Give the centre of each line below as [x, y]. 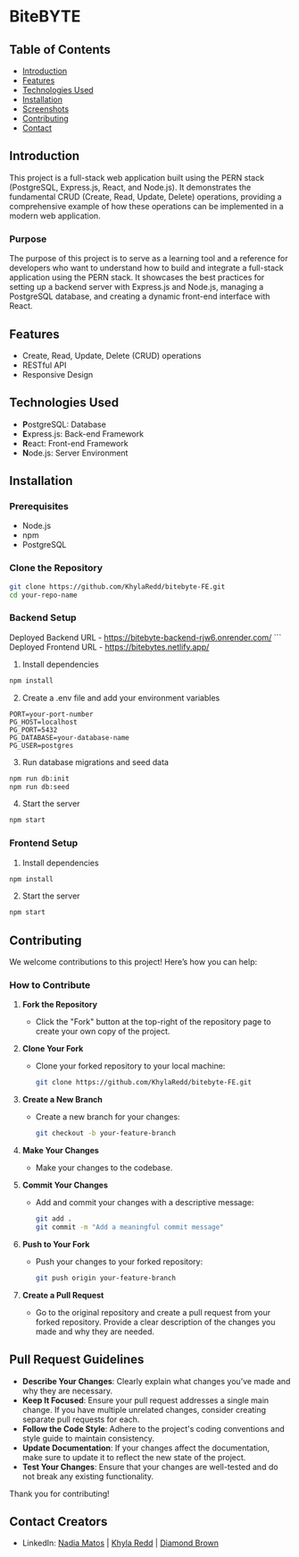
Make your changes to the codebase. [104, 1168]
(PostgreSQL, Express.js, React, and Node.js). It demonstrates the [130, 187]
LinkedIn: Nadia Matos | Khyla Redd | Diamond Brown [120, 1543]
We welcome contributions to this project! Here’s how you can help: [133, 962]
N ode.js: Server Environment [75, 453]
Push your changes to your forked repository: [119, 1261]
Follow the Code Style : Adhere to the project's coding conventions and [154, 1428]
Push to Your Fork [56, 1244]
